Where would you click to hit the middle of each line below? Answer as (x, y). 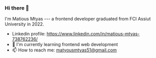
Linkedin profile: (29, 34)
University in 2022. (24, 24)
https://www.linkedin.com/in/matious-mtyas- (93, 34)
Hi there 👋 (17, 8)
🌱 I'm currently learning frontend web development (65, 44)
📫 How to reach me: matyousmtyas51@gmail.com (64, 50)
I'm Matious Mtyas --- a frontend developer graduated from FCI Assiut (78, 19)
